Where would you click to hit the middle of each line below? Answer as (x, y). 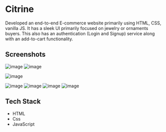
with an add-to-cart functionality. (39, 39)
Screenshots (25, 55)
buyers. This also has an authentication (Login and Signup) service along (80, 33)
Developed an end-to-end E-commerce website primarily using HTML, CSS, (83, 23)
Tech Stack (23, 101)
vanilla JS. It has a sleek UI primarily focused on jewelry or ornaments (77, 28)
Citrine (19, 9)
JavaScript (23, 124)
